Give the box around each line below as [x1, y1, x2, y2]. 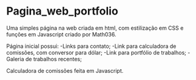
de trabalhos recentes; [25, 55, 82, 62]
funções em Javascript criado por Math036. [6, 30, 117, 38]
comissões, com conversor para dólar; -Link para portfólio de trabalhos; [6, 48, 186, 56]
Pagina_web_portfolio [6, 4, 118, 18]
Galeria [6, 55, 24, 62]
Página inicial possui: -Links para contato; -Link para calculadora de [6, 42, 177, 50]
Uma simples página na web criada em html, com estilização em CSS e [6, 24, 184, 32]
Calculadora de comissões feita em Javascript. [6, 67, 124, 74]
